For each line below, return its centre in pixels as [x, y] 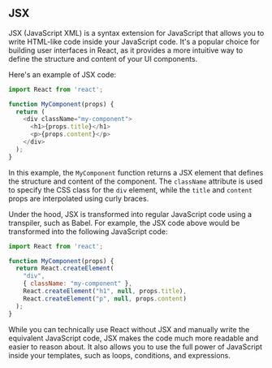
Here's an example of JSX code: [62, 74]
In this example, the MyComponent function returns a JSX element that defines [136, 172]
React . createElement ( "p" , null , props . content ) [105, 299]
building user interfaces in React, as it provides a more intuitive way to [126, 50]
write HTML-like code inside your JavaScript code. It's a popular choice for [134, 41]
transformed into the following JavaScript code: [88, 232]
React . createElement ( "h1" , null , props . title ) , [105, 292]
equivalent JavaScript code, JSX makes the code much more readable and [133, 338]
